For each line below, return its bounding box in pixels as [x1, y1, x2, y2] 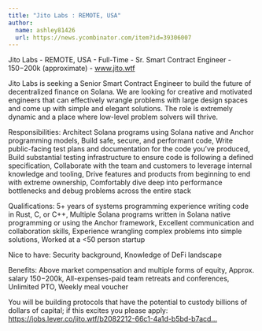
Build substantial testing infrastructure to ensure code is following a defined [8, 153, 254, 162]
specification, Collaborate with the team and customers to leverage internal [8, 161, 253, 170]
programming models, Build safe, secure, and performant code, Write [8, 136, 234, 146]
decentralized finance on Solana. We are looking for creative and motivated [8, 87, 253, 97]
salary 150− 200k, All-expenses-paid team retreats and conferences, [8, 273, 230, 284]
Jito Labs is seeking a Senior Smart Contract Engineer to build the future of [8, 79, 252, 88]
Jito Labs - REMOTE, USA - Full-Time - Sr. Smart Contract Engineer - [8, 55, 232, 65]
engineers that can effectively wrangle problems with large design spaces [8, 95, 248, 105]
